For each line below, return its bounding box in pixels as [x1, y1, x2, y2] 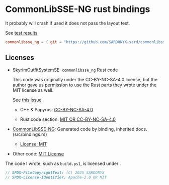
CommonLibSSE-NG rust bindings [5, 4, 150, 15]
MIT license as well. [12, 87, 54, 93]
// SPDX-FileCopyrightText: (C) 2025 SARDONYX [5, 170, 105, 175]
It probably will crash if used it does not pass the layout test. [5, 20, 130, 26]
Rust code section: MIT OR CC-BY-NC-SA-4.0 [20, 116, 116, 122]
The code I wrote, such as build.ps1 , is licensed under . [5, 160, 121, 166]
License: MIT [20, 141, 47, 147]
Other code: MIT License [12, 150, 64, 156]
